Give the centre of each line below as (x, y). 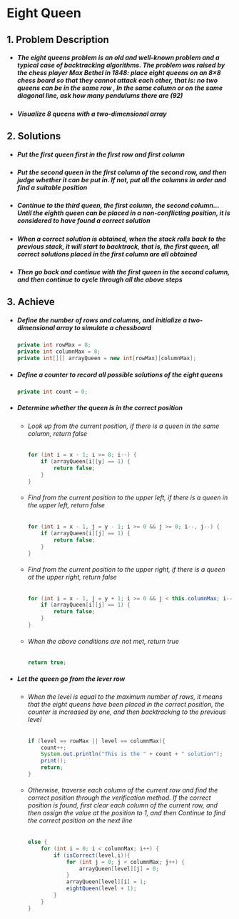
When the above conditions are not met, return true (103, 641)
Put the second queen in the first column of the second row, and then (122, 172)
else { (37, 842)
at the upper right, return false (72, 577)
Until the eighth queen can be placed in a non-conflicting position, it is (123, 213)
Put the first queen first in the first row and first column (101, 154)
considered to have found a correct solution (83, 221)
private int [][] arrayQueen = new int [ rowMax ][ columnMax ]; (107, 359)
